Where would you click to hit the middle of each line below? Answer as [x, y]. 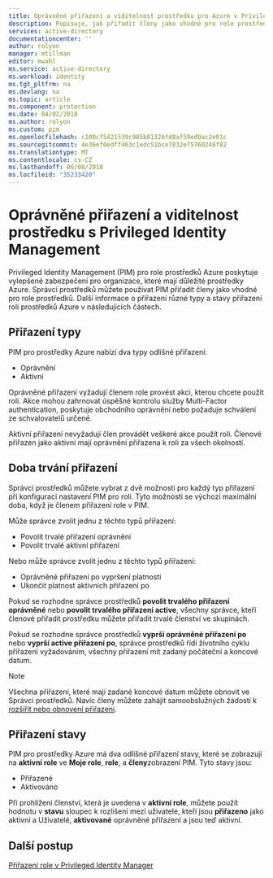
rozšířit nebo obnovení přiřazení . [63, 709]
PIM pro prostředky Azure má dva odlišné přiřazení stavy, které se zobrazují [135, 754]
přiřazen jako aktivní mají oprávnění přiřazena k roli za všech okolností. [127, 442]
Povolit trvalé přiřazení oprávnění [76, 536]
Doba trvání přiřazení [63, 468]
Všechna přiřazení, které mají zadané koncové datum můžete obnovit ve [129, 692]
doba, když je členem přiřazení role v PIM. [79, 505]
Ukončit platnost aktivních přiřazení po [85, 585]
